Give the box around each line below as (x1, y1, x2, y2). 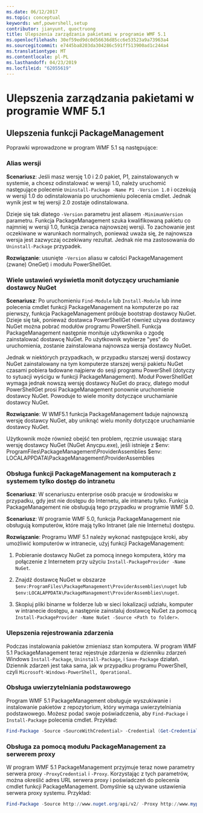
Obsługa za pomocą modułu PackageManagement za (6, 742, 166, 751)
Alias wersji (6, 159, 41, 168)
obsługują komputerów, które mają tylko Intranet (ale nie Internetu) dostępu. (6, 521, 195, 529)
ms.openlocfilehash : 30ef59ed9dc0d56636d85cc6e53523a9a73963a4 (6, 37, 169, 43)
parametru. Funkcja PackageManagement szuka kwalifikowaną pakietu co (6, 217, 191, 224)
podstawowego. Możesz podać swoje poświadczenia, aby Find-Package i (6, 710, 188, 717)
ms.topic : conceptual (6, 15, 61, 21)
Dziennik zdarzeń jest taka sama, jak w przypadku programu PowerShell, (6, 662, 188, 669)
